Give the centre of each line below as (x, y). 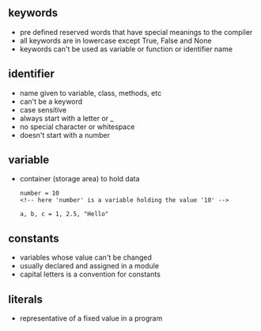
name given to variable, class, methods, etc (91, 93)
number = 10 (39, 193)
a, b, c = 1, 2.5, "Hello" (64, 214)
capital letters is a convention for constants (90, 274)
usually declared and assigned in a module (89, 266)
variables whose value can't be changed (86, 257)
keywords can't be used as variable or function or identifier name (126, 49)
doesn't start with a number (65, 135)
